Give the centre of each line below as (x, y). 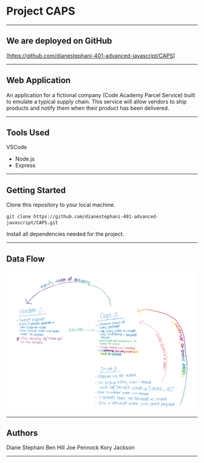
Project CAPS (41, 11)
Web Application (39, 80)
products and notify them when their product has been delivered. (88, 108)
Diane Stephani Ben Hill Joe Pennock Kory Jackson (70, 448)
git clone (19, 217)
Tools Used (28, 133)
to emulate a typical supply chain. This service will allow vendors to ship (97, 101)
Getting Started (36, 190)
